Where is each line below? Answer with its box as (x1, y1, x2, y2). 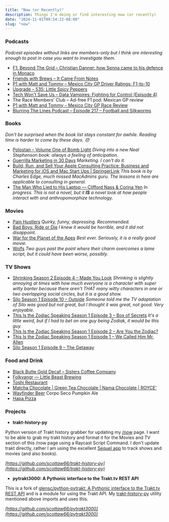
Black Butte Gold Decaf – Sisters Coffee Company (12, 368, 117, 374)
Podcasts (5, 38, 29, 45)
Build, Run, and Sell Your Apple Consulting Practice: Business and (12, 162, 149, 169)
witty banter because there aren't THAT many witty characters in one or (12, 286, 163, 292)
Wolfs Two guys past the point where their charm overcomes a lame (12, 245, 155, 252)
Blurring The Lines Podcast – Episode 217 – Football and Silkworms (12, 107, 151, 113)
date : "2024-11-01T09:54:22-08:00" (5, 17, 80, 22)
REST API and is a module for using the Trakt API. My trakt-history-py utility (5, 491, 162, 497)
